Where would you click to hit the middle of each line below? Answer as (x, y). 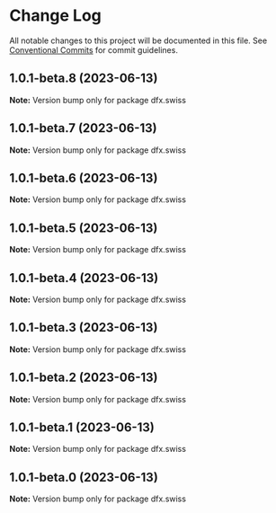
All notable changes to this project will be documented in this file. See (138, 40)
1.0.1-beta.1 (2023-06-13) (82, 428)
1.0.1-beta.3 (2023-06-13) (84, 327)
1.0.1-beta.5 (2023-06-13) (84, 228)
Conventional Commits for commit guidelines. (93, 49)
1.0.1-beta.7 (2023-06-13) (83, 128)
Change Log (55, 16)
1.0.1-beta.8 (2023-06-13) (84, 79)
